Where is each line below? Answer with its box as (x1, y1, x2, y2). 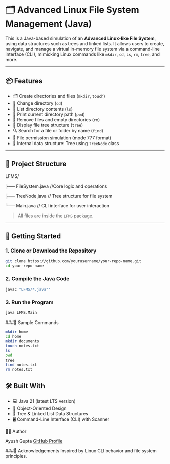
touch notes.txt (5, 343, 39, 348)
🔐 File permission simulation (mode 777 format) (12, 135, 112, 141)
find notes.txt (5, 362, 37, 368)
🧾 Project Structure (5, 160, 67, 168)
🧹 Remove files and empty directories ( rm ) (12, 116, 100, 122)
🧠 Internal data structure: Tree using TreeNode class (12, 140, 119, 146)
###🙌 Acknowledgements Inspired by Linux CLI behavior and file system (5, 448, 157, 454)
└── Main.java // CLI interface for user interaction (5, 202, 110, 208)
